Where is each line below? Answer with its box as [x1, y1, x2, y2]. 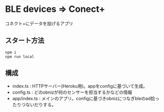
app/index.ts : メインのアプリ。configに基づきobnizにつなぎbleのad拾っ [12, 95, 160, 101]
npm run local [5, 54, 35, 59]
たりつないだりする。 [12, 102, 56, 108]
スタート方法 [5, 36, 45, 45]
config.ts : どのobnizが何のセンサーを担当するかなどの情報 [12, 89, 132, 95]
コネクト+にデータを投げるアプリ [5, 20, 73, 26]
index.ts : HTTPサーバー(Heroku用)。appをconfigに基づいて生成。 [12, 83, 148, 89]
